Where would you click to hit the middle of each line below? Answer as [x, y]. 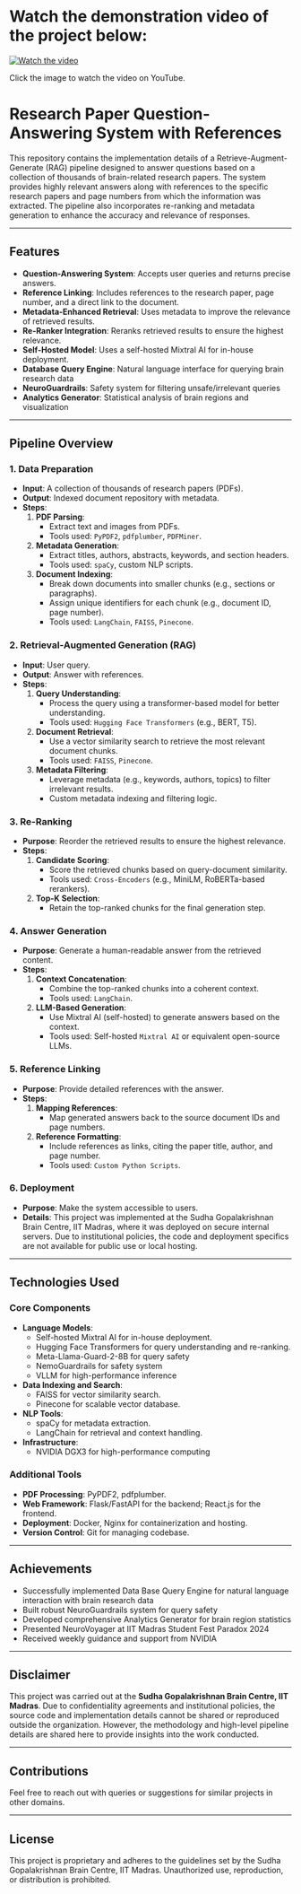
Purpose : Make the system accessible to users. [110, 1208]
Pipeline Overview [61, 444]
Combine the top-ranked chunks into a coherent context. [154, 989]
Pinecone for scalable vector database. [108, 1404]
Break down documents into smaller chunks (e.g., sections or [162, 584]
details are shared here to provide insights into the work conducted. [134, 1734]
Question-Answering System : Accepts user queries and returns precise [156, 273]
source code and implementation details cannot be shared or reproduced [144, 1715]
